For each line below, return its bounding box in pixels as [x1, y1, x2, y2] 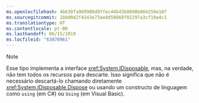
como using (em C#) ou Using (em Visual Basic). [6, 90, 125, 97]
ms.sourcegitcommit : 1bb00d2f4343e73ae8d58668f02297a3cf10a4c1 [6, 14, 167, 20]
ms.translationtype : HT [6, 20, 66, 26]
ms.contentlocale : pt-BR [6, 25, 68, 32]
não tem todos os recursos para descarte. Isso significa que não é [6, 71, 169, 78]
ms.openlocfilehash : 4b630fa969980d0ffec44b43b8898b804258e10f [6, 8, 167, 15]
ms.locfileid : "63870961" [6, 37, 71, 43]
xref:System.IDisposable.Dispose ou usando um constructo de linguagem [6, 84, 187, 90]
